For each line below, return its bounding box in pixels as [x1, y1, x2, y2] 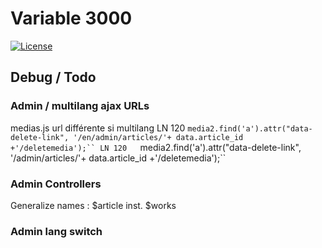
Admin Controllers [10, 177, 102, 191]
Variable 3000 [10, 7, 133, 30]
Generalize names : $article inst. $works [10, 199, 177, 211]
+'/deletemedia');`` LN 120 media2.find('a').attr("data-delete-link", [10, 141, 302, 153]
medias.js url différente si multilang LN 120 [10, 122, 186, 134]
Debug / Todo [10, 69, 97, 86]
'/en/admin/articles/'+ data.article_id [73, 132, 244, 142]
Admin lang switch [10, 224, 103, 238]
